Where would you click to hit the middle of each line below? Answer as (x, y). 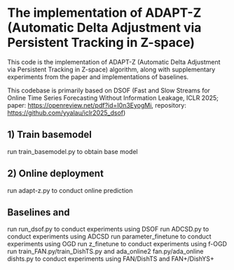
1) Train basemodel (50, 135)
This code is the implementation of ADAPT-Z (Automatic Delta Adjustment (114, 62)
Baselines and (39, 212)
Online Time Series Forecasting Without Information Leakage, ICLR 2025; (113, 98)
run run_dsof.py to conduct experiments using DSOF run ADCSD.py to (108, 229)
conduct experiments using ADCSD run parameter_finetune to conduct (109, 236)
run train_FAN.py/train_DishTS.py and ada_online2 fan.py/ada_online (106, 251)
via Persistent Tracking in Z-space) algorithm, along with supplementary (111, 69)
